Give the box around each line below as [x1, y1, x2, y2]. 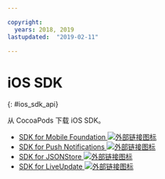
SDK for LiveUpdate [18, 162, 83, 171]
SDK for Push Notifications [18, 142, 105, 152]
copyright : [7, 18, 43, 26]
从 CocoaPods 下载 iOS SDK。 [7, 115, 106, 126]
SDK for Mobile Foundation [18, 133, 106, 142]
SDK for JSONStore [18, 152, 82, 162]
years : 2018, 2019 [14, 25, 75, 34]
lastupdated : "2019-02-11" [7, 33, 99, 41]
